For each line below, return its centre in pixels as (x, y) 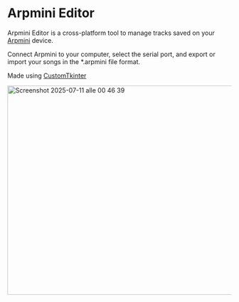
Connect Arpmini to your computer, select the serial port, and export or (111, 54)
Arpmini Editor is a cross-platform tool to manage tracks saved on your (111, 33)
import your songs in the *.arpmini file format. (74, 61)
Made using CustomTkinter (47, 75)
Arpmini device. (30, 40)
